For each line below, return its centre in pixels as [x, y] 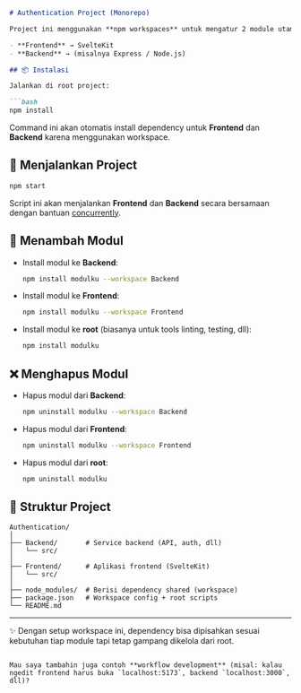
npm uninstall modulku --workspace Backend [105, 411]
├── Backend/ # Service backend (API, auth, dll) [116, 543]
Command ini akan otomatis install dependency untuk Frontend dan [134, 127]
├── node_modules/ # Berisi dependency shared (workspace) [124, 590]
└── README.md [36, 606]
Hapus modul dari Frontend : [74, 429]
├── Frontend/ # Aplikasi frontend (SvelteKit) [110, 567]
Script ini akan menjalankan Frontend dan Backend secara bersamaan [140, 203]
